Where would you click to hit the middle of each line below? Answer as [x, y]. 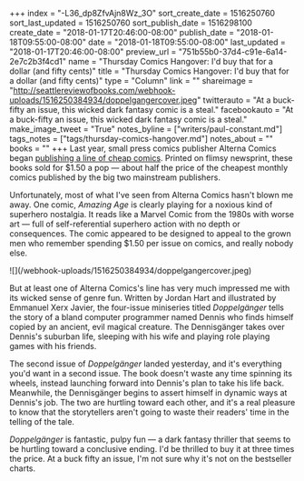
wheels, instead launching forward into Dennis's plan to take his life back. [147, 383]
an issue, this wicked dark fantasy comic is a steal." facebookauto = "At [160, 110]
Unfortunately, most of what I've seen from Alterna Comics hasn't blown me [151, 195]
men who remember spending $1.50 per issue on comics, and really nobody [152, 243]
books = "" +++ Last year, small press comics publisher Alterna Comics [143, 148]
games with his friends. [53, 346]
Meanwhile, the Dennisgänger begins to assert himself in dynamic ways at [148, 393]
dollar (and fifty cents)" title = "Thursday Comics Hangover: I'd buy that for [149, 71]
